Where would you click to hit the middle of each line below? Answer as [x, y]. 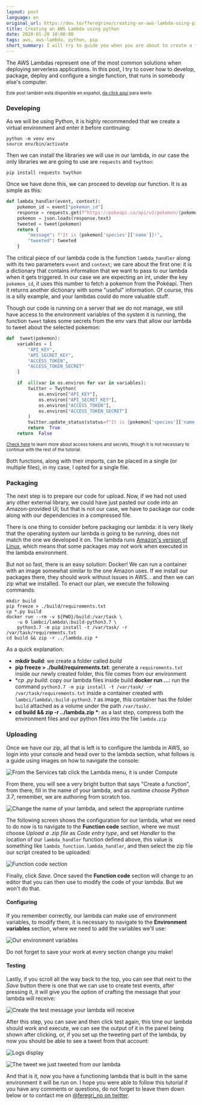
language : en [23, 18]
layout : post [23, 12]
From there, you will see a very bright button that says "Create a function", [98, 784]
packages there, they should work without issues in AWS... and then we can [100, 577]
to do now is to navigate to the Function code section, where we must [93, 826]
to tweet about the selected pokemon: [53, 327]
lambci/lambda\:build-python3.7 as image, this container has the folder [103, 700]
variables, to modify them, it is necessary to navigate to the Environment [97, 922]
